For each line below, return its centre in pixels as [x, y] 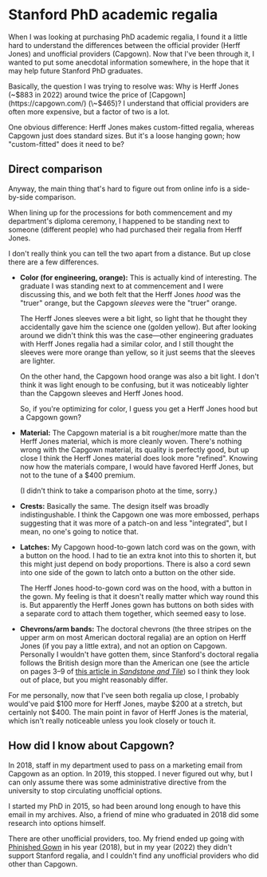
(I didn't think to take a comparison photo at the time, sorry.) [118, 490]
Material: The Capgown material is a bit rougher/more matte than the [133, 432]
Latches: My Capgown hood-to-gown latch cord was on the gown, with [138, 547]
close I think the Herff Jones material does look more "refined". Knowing [139, 458]
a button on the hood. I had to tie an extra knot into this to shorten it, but [138, 555]
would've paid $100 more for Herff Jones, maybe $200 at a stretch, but [126, 704]
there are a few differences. [54, 262]
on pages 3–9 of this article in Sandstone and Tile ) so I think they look [135, 671]
